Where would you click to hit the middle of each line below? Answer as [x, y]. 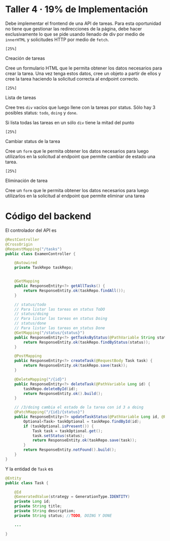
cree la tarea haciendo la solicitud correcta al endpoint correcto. [72, 79]
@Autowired [26, 263]
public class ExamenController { [40, 254]
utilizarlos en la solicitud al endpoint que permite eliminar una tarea [75, 196]
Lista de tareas [21, 97]
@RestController [22, 239]
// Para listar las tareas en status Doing [61, 319]
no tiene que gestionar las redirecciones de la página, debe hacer [74, 28]
